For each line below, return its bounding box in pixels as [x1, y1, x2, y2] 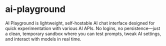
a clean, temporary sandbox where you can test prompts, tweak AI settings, [5, 30, 161, 36]
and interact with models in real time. [5, 36, 81, 42]
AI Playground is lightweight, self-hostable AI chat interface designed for [5, 20, 155, 26]
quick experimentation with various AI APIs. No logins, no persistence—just [5, 25, 160, 31]
